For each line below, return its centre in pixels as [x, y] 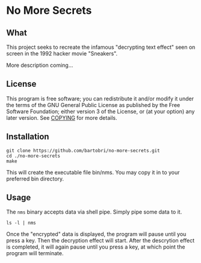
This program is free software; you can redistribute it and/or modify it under [100, 98]
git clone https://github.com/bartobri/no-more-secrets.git [83, 150]
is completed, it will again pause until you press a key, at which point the [96, 247]
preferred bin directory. [35, 179]
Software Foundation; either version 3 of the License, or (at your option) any [100, 111]
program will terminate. [35, 253]
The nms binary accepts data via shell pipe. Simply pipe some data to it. [94, 212]
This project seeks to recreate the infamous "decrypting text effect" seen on [101, 47]
